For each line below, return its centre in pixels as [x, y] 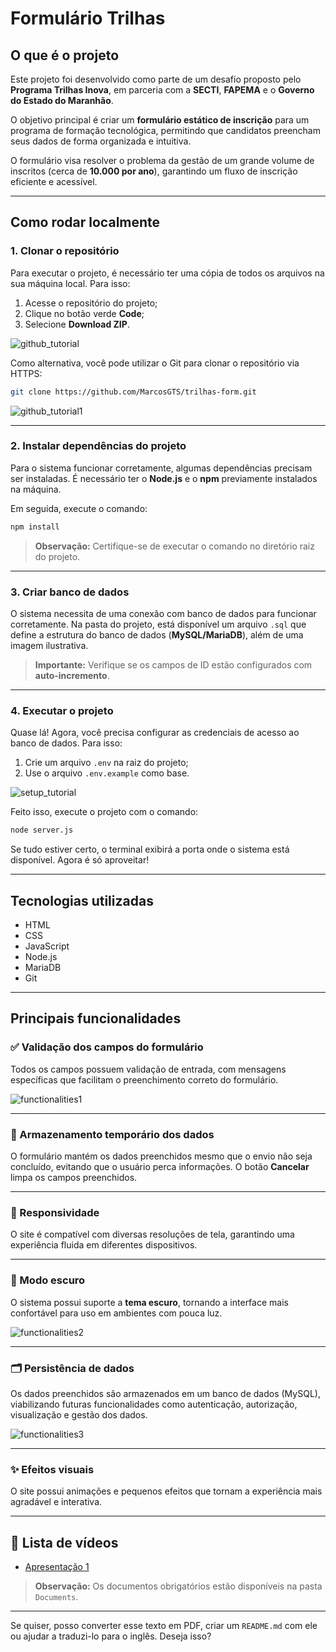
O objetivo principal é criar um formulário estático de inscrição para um [160, 120]
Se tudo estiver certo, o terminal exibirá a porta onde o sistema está [150, 849]
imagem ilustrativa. [49, 646]
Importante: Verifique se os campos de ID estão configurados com [173, 665]
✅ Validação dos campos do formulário [107, 1047]
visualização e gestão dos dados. [79, 1414]
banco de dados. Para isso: [66, 743]
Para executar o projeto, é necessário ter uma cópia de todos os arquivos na [167, 273]
